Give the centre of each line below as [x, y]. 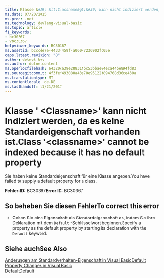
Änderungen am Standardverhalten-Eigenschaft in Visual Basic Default [76, 260]
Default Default [20, 271]
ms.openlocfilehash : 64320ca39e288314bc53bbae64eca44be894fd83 [71, 69]
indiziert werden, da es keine [65, 121]
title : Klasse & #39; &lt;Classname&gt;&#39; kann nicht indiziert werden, [83, 10]
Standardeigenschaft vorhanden [72, 131]
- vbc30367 [16, 41]
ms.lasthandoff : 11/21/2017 [34, 87]
